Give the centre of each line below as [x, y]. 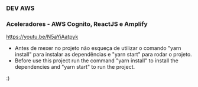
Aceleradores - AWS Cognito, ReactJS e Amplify [77, 24]
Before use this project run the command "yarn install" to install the [96, 61]
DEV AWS [20, 8]
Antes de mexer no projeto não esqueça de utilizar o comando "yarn [98, 48]
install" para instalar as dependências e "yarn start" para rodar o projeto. [103, 55]
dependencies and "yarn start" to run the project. [75, 67]
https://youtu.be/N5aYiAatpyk [42, 37]
